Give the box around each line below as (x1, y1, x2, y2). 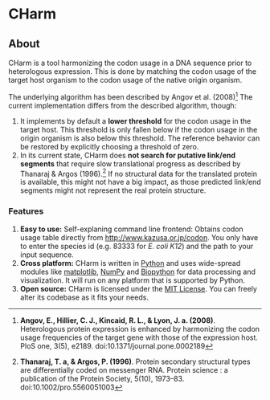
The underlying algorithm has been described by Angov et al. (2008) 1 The (8, 91, 253, 101)
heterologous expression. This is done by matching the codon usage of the (8, 67, 257, 76)
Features (8, 206, 44, 217)
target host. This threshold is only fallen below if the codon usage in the (19, 124, 258, 134)
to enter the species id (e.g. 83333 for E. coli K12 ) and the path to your (19, 241, 254, 251)
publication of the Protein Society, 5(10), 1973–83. (19, 373, 185, 383)
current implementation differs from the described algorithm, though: (8, 100, 237, 110)
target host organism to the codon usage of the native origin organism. (8, 76, 243, 84)
